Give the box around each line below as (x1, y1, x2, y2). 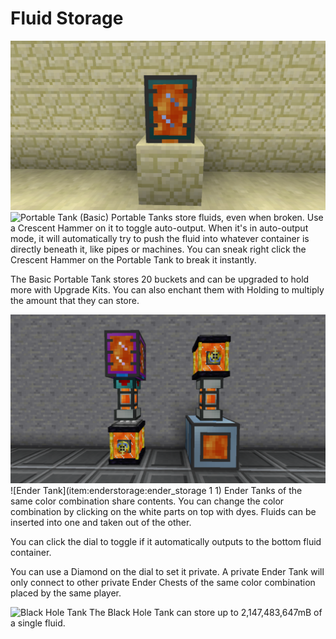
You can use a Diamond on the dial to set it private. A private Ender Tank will (10, 566, 325, 578)
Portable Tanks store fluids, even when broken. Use (111, 211, 324, 223)
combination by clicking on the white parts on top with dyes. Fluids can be (10, 506, 317, 518)
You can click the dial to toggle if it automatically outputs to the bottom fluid (10, 536, 322, 548)
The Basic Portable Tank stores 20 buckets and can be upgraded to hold (10, 273, 310, 285)
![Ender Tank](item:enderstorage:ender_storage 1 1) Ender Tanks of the (10, 485, 303, 497)
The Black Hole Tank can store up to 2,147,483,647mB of (89, 607, 323, 619)
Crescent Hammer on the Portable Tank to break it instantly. (10, 253, 257, 266)
